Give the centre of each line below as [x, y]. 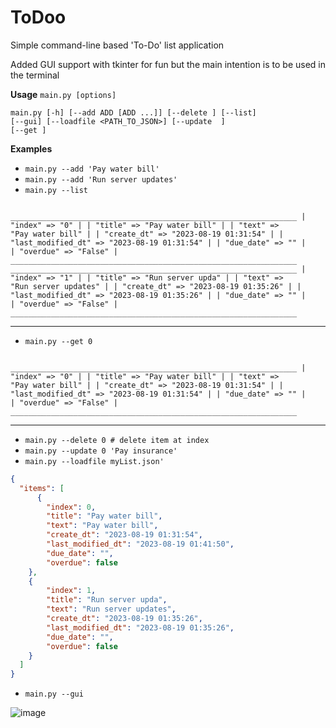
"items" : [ [42, 488]
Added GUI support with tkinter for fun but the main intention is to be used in [168, 64]
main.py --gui [54, 694]
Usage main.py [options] [63, 94]
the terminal [35, 75]
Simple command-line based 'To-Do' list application [117, 45]
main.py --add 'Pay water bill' [92, 169]
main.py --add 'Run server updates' [101, 179]
